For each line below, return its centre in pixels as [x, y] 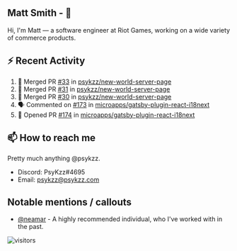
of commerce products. [42, 38]
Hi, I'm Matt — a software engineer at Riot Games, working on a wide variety [119, 30]
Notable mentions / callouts [70, 202]
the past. [30, 227]
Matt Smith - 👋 [40, 13]
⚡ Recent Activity [46, 61]
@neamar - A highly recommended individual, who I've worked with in [120, 219]
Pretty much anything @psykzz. [54, 158]
